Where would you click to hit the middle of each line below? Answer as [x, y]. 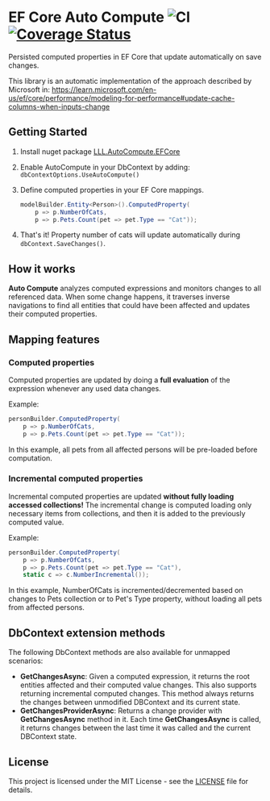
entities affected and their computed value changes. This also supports [138, 685]
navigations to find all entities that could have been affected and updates [129, 306]
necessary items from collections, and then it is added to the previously [127, 513]
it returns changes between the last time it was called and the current [135, 728]
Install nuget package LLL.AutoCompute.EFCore [100, 151]
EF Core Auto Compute [87, 17]
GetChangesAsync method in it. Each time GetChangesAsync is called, [141, 720]
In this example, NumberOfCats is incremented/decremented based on [126, 590]
